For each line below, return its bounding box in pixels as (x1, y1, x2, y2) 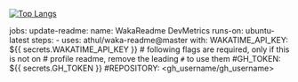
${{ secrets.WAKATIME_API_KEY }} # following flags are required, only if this (9, 44, 290, 55)
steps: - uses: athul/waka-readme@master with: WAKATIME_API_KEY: (30, 35, 289, 45)
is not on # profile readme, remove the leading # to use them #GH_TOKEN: (9, 54, 282, 63)
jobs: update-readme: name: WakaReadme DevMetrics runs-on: (9, 26, 244, 35)
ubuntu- (245, 26, 276, 35)
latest (9, 35, 29, 45)
